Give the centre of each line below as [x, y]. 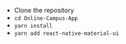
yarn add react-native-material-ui [67, 33]
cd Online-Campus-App [46, 18]
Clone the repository [44, 10]
